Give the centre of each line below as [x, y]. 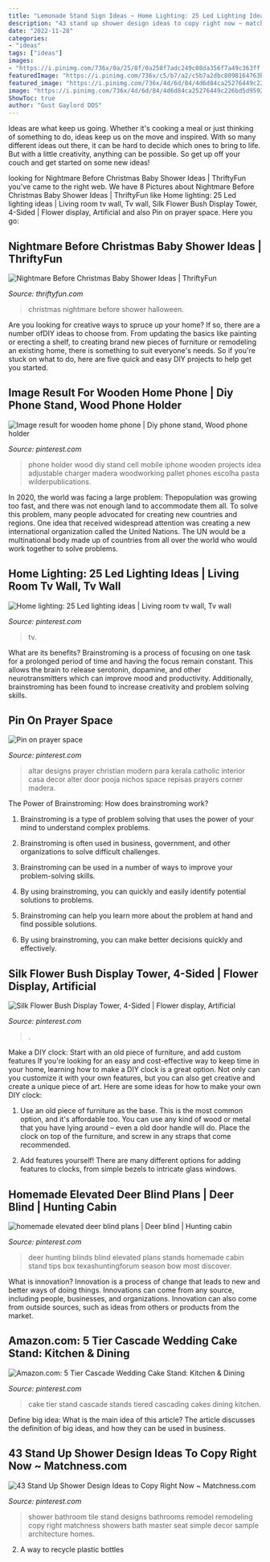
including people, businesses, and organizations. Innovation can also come [133, 1299]
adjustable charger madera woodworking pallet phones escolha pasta [143, 473]
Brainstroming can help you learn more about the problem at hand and [136, 916]
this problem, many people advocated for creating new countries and [123, 514]
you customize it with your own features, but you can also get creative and [132, 1078]
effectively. [38, 948]
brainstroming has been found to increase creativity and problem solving [129, 686]
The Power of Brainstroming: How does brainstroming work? [108, 804]
